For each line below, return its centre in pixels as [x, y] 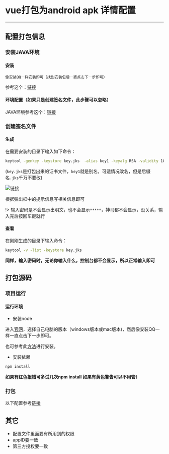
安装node [22, 319]
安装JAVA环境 [22, 52]
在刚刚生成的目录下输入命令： [36, 241]
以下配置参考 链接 [23, 403]
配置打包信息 [25, 37]
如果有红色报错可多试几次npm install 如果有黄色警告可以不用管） [73, 377]
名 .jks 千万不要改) [24, 178]
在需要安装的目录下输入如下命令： [40, 151]
